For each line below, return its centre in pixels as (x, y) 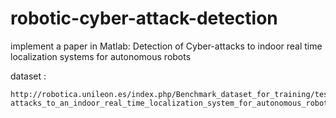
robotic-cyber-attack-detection (144, 18)
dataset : (28, 76)
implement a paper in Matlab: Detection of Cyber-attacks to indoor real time (166, 46)
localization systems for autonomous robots (101, 56)
